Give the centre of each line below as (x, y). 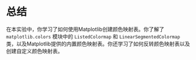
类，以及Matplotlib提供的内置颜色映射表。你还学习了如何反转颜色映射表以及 (98, 44)
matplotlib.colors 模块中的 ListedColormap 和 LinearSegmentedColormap (93, 36)
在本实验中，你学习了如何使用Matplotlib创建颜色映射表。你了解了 (85, 29)
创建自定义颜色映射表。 (34, 51)
